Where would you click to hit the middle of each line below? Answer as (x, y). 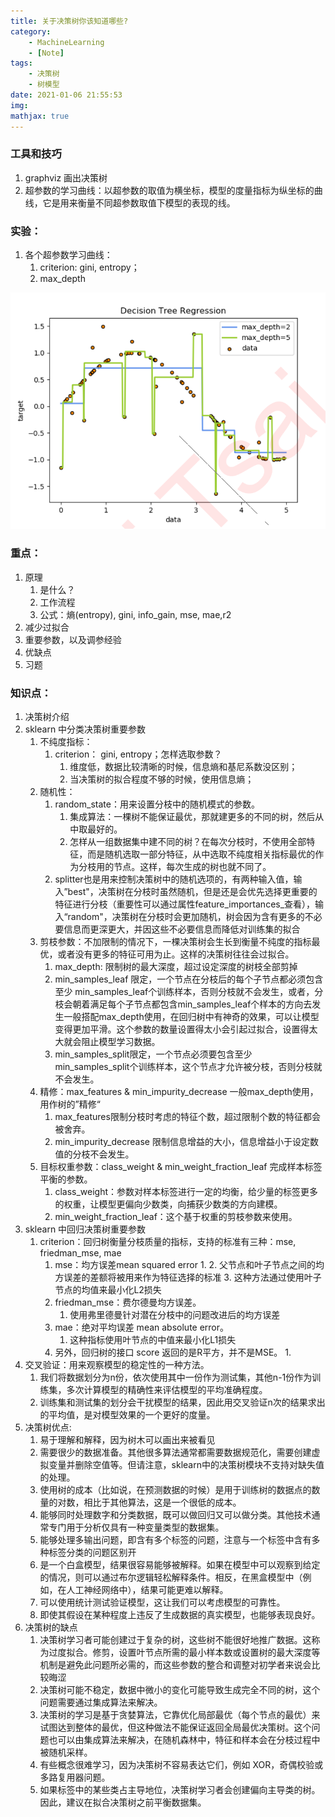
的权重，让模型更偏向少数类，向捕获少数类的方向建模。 (168, 1204)
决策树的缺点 (51, 1627)
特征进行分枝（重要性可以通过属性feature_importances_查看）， (185, 904)
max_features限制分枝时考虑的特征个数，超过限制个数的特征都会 (187, 1117)
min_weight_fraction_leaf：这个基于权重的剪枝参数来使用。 (176, 1217)
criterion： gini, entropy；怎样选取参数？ (138, 754)
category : (31, 31)
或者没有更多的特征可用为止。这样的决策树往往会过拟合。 (176, 954)
